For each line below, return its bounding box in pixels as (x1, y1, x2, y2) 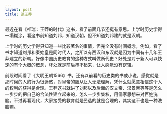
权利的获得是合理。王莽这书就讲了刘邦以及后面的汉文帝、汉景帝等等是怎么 (9, 85, 162, 91)
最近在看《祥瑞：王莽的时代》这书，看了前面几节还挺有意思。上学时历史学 (5, 26, 158, 32)
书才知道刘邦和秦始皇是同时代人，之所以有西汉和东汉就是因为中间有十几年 (5, 49, 158, 55)
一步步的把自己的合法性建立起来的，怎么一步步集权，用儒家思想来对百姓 (5, 91, 153, 97)
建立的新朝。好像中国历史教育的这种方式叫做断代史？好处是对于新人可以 (9, 55, 158, 61)
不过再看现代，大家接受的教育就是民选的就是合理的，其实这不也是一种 (13, 97, 158, 103)
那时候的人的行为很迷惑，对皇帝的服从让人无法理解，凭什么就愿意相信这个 (5, 78, 158, 85)
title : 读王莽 (5, 12, 32, 17)
